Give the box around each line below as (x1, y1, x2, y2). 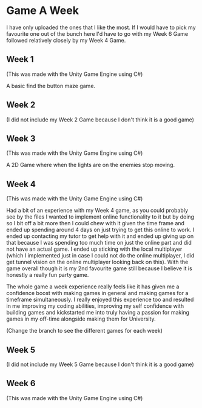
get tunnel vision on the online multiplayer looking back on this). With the (6, 259, 189, 266)
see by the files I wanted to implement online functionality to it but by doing (6, 213, 195, 220)
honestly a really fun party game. (6, 271, 89, 279)
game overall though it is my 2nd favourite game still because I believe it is (6, 265, 192, 272)
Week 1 (6, 54, 34, 64)
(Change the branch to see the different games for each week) (6, 327, 163, 335)
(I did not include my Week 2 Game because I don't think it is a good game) (6, 116, 194, 123)
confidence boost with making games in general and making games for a (6, 290, 189, 297)
